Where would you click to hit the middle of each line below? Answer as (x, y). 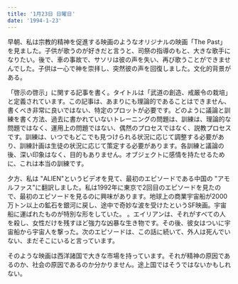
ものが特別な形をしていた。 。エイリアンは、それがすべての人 (135, 214)
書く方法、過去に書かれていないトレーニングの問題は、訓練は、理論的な (125, 119)
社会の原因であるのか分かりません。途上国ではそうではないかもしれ (131, 264)
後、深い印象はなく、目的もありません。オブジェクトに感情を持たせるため (116, 154)
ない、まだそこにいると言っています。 (63, 240)
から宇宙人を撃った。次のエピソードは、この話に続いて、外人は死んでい (125, 231)
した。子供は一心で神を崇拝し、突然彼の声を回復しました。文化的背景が (125, 68)
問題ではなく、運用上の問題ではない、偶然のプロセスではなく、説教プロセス (119, 128)
